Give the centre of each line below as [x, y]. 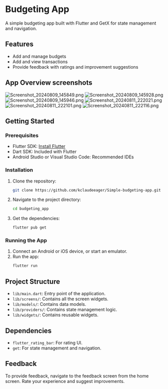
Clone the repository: [34, 181]
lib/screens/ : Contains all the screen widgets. [60, 299]
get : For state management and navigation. [57, 348]
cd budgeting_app [31, 209]
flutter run [25, 266]
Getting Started [30, 121]
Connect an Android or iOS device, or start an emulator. [70, 251]
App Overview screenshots [49, 83]
